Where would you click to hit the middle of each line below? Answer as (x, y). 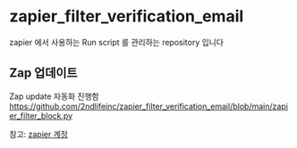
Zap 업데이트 (43, 73)
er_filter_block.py (41, 115)
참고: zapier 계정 (39, 134)
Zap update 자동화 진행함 (55, 96)
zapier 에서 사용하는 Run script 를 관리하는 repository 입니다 (116, 42)
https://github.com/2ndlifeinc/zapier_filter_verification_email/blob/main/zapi (149, 106)
